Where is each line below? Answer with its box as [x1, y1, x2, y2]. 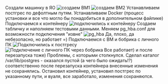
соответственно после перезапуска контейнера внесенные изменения [5, 63, 158, 69]
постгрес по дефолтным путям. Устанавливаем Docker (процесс [5, 10, 144, 16]
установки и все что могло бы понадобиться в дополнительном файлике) [5, 15, 163, 21]
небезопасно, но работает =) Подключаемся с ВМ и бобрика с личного [5, 36, 159, 42]
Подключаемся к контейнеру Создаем [5, 20, 156, 26]
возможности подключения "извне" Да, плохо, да [5, 31, 134, 37]
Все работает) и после [104, 47, 153, 53]
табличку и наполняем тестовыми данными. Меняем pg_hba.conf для [5, 26, 155, 32]
